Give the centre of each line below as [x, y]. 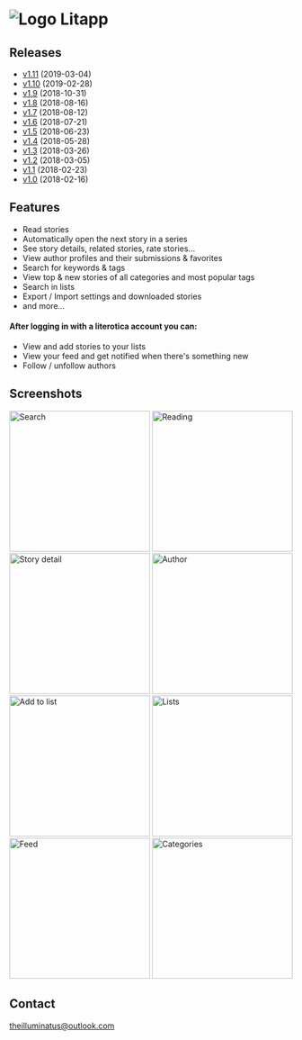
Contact [32, 1004]
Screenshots [46, 394]
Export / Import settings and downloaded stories [112, 296]
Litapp [84, 19]
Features [35, 208]
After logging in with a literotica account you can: [103, 326]
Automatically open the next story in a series [105, 239]
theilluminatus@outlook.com [62, 1026]
